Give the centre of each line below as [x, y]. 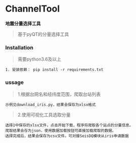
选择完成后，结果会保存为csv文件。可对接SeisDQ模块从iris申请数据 [67, 136]
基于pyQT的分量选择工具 [43, 34]
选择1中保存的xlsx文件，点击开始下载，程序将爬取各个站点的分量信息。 [69, 125]
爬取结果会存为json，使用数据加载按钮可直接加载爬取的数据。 [61, 130]
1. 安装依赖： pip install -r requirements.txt [54, 70]
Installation [19, 47]
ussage [15, 82]
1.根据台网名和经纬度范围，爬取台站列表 [59, 94]
